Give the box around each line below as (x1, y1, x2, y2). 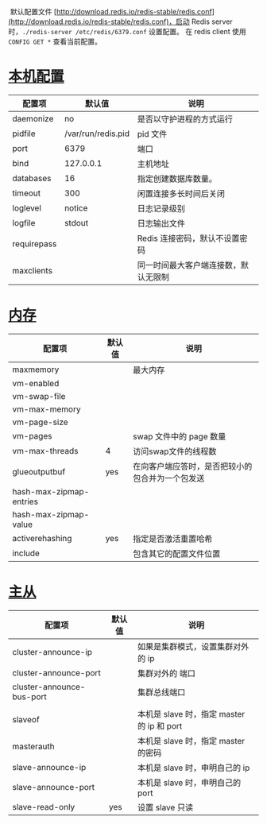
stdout (64, 217, 89, 228)
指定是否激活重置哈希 (132, 533, 213, 544)
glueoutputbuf (12, 466, 66, 477)
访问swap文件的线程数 (132, 446, 217, 457)
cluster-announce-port (12, 667, 101, 678)
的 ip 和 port (137, 720, 183, 731)
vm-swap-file (12, 390, 66, 401)
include (12, 547, 40, 559)
